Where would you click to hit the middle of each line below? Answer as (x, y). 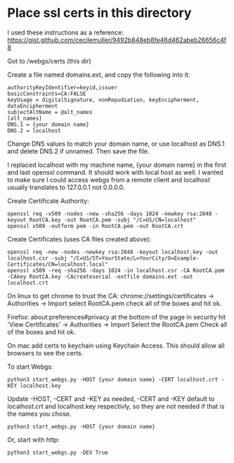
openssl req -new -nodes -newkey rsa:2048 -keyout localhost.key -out (113, 252)
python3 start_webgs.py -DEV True (58, 452)
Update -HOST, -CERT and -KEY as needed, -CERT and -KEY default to (111, 398)
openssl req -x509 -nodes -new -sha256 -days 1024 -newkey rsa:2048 (110, 214)
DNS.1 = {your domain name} (48, 125)
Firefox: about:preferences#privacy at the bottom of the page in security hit (117, 317)
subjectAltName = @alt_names (50, 112)
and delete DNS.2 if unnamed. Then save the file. (78, 151)
